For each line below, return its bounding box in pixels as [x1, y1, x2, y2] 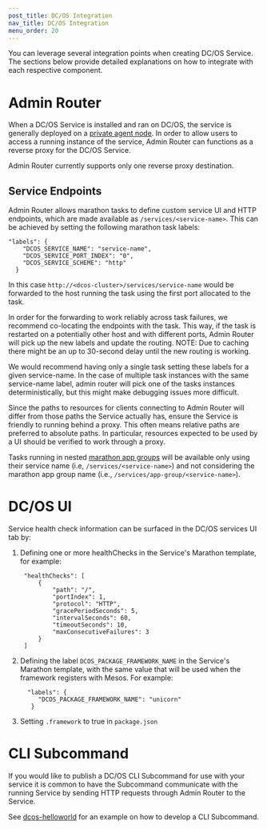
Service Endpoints [8, 184, 102, 198]
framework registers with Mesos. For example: [19, 673, 173, 683]
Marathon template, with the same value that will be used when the [19, 665, 241, 675]
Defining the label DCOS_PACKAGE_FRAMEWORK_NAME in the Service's [19, 656, 230, 666]
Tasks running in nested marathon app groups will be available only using [8, 453, 250, 463]
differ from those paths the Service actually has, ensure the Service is [8, 411, 238, 421]
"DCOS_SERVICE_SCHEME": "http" [22, 259, 127, 267]
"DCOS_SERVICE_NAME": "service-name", [22, 245, 152, 253]
